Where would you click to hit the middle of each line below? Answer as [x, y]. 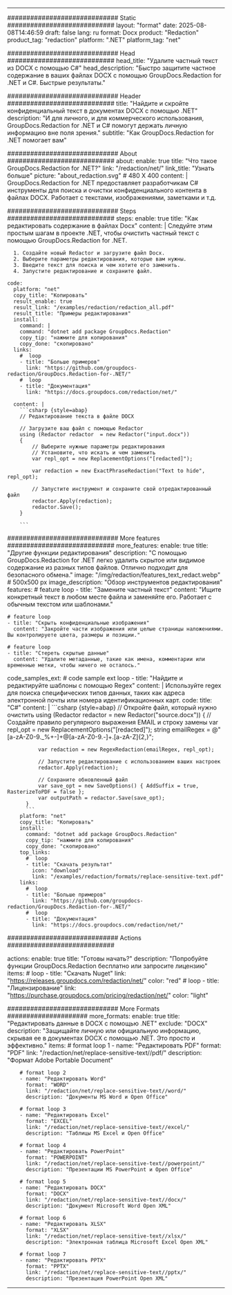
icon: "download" [57, 870]
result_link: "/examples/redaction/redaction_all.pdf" [94, 308]
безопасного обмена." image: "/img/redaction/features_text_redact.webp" [114, 575]
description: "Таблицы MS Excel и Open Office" [95, 1133]
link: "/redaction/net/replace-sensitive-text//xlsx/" [106, 1236]
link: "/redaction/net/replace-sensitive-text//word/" [106, 1091]
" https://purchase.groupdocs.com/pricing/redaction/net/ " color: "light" [108, 995]
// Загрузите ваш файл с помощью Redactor [81, 429]
